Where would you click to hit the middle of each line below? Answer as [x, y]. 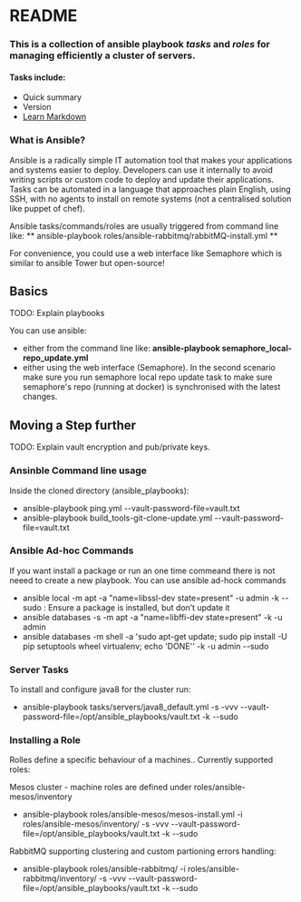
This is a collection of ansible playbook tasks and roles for [140, 45]
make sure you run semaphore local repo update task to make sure [148, 377]
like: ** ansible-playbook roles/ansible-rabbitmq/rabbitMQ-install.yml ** [144, 235]
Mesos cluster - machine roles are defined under [101, 788]
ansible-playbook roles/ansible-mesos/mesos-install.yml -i [132, 815]
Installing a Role [45, 740]
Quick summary [52, 97]
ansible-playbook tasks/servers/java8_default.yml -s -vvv [130, 707]
